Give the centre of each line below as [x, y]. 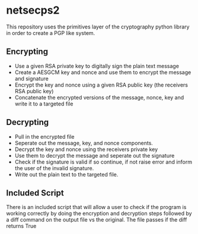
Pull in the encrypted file [44, 136]
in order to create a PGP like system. [51, 33]
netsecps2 [33, 10]
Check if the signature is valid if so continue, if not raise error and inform [103, 162]
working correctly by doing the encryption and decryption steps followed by [99, 213]
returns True [21, 226]
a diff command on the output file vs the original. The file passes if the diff [97, 220]
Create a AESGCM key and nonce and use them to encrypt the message [103, 72]
